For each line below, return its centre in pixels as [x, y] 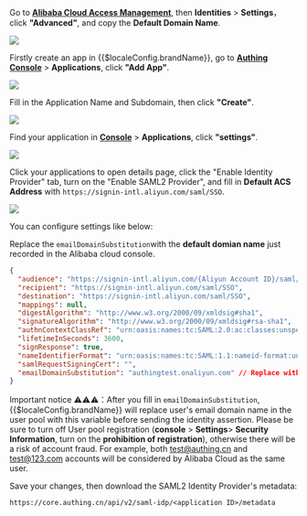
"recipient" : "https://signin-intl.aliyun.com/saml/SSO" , [131, 287]
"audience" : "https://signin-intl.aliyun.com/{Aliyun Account [138, 279]
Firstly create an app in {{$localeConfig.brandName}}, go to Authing [139, 58]
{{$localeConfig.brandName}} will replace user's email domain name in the [151, 410]
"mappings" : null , [53, 305]
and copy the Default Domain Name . [151, 23]
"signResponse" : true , [61, 347]
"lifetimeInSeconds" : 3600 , [71, 339]
